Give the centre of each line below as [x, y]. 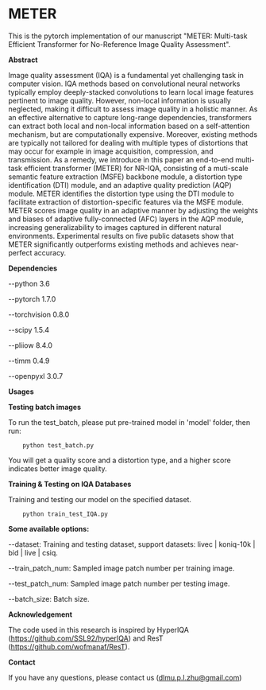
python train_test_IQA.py [66, 514]
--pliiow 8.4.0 [31, 345]
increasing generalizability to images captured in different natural [115, 227]
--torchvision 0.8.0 [39, 314]
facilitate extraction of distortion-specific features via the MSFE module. [126, 202]
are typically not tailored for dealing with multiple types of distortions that [128, 142]
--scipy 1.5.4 [29, 329]
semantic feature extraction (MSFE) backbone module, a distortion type [125, 177]
